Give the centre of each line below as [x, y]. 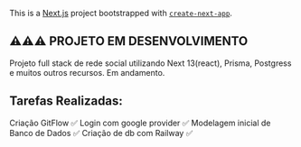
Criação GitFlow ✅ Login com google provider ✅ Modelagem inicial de [140, 123]
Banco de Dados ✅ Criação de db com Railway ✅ [101, 133]
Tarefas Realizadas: [66, 101]
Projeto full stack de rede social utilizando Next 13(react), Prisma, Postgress [150, 63]
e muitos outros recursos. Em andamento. [87, 72]
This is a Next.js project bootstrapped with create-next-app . [121, 13]
